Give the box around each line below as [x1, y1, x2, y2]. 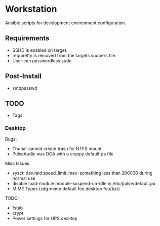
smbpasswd [12, 85, 38, 91]
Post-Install [5, 72, 42, 80]
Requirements [5, 34, 49, 42]
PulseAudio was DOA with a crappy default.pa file [12, 151, 114, 156]
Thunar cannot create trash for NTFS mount [12, 146, 102, 151]
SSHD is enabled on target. [12, 47, 68, 53]
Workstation [5, 3, 57, 15]
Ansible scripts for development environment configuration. [5, 20, 126, 26]
